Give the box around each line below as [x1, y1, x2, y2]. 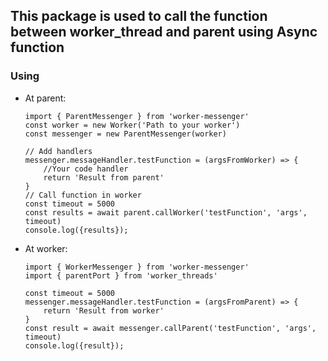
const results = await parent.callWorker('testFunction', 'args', [24, 207, 308, 218]
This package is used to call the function [10, 8, 268, 25]
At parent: [24, 92, 67, 104]
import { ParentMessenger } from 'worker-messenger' [24, 111, 250, 121]
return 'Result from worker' [43, 305, 165, 316]
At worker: [24, 242, 68, 254]
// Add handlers [24, 146, 93, 156]
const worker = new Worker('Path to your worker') [24, 120, 241, 130]
